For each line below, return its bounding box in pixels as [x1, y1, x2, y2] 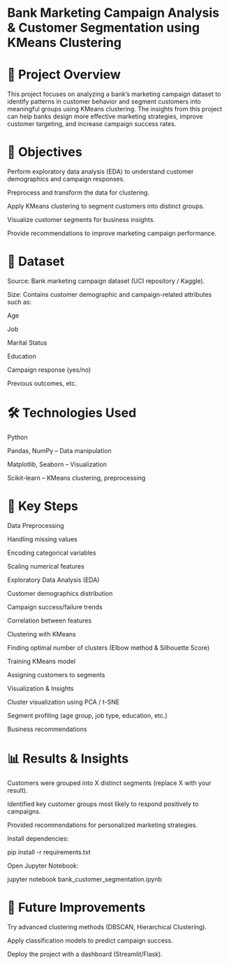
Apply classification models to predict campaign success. [7, 936, 173, 945]
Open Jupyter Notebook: [7, 861, 79, 870]
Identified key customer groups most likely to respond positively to [7, 800, 199, 808]
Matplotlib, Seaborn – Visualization [7, 460, 107, 468]
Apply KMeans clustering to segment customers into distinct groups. [7, 202, 205, 211]
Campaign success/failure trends [7, 602, 103, 611]
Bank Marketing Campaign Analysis [7, 5, 220, 21]
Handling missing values [7, 534, 78, 543]
